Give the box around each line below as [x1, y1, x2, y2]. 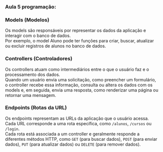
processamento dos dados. [5, 72, 60, 77]
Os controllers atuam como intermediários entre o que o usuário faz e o [5, 66, 149, 72]
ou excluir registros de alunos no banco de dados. [5, 43, 106, 49]
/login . [5, 126, 20, 132]
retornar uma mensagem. [5, 92, 56, 98]
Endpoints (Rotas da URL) [5, 104, 67, 111]
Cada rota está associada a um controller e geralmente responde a [5, 131, 140, 137]
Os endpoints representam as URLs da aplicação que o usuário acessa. [5, 115, 149, 121]
